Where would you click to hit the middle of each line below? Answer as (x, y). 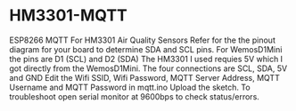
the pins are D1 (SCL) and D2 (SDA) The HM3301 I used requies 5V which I (146, 59)
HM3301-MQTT (68, 16)
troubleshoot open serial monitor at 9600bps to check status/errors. (135, 96)
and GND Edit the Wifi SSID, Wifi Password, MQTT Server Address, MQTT (145, 77)
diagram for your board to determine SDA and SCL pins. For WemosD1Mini (146, 49)
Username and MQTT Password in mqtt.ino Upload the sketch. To (130, 87)
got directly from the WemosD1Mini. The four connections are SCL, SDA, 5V (148, 68)
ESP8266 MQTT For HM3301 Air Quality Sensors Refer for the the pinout (143, 40)
